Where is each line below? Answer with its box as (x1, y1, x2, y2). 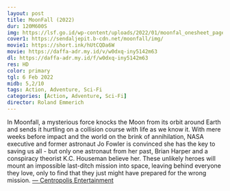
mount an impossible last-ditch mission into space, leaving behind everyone (7, 162, 221, 170)
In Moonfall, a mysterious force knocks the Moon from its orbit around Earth (7, 118, 221, 126)
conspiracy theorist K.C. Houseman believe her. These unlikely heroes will (7, 154, 216, 162)
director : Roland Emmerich (7, 99, 84, 106)
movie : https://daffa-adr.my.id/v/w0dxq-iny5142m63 (7, 49, 157, 55)
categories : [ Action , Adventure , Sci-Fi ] (7, 93, 127, 100)
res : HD (7, 61, 29, 68)
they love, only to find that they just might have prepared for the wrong (7, 168, 207, 177)
